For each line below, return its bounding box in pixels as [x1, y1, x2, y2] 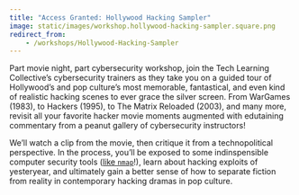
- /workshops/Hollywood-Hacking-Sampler [25, 38, 179, 48]
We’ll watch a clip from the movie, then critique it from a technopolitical [9, 137, 274, 148]
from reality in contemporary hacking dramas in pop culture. [9, 176, 233, 187]
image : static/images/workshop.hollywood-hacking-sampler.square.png [9, 22, 276, 31]
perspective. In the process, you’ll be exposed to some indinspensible [9, 147, 268, 158]
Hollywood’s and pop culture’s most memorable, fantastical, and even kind [9, 82, 285, 93]
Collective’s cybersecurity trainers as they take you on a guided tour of [9, 73, 272, 84]
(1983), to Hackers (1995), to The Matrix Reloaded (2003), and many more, [9, 101, 286, 112]
